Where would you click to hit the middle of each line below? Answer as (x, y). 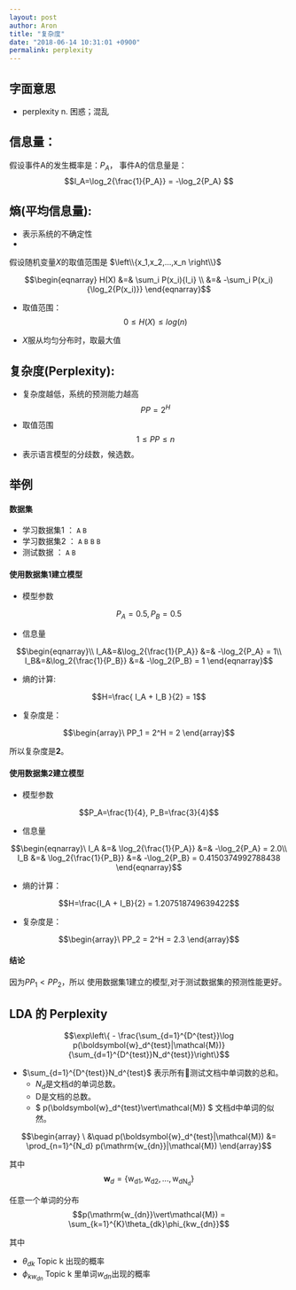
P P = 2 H (156, 409)
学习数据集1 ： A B (54, 530)
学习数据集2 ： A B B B (61, 541)
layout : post (33, 17)
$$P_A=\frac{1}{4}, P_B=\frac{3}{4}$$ (149, 812)
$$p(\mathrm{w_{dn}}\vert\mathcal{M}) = (149, 1215)
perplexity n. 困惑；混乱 (65, 111)
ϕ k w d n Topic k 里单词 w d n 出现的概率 (86, 1276)
